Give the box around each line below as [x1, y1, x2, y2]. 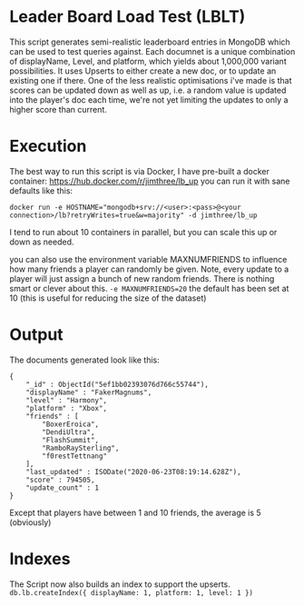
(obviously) [9, 516, 52, 528]
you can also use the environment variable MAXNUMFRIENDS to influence [9, 253, 288, 264]
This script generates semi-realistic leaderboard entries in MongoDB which [9, 36, 290, 47]
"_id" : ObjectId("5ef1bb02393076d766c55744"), [25, 380, 209, 389]
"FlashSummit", [42, 435, 100, 444]
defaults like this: [9, 184, 74, 196]
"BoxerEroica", [42, 420, 100, 429]
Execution [9, 136, 87, 156]
